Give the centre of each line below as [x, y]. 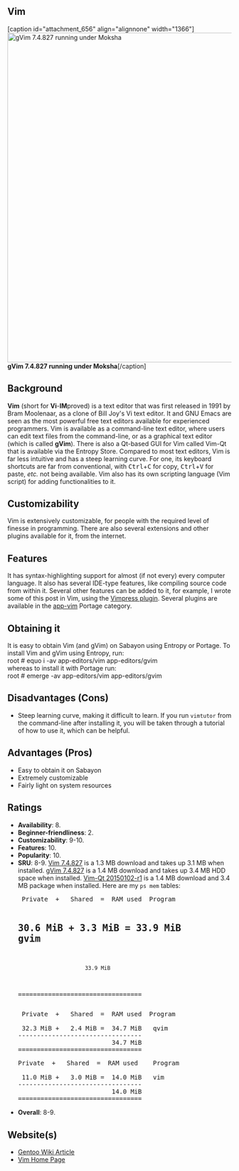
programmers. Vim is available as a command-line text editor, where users [116, 428]
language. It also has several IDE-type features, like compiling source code [117, 583]
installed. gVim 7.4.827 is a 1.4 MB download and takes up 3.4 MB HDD [122, 870]
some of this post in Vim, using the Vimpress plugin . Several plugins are [113, 599]
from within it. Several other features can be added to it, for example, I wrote [119, 591]
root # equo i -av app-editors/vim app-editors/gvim [83, 661]
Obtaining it [34, 628]
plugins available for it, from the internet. [67, 536]
